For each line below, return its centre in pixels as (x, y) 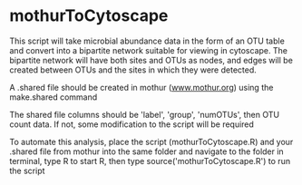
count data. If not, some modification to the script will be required (132, 124)
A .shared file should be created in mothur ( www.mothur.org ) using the (141, 87)
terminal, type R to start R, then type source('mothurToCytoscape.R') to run (150, 161)
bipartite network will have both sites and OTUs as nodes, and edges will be (151, 60)
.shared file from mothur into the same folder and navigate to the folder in (146, 151)
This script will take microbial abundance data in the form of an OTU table (147, 41)
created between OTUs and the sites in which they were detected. (133, 70)
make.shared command (54, 97)
